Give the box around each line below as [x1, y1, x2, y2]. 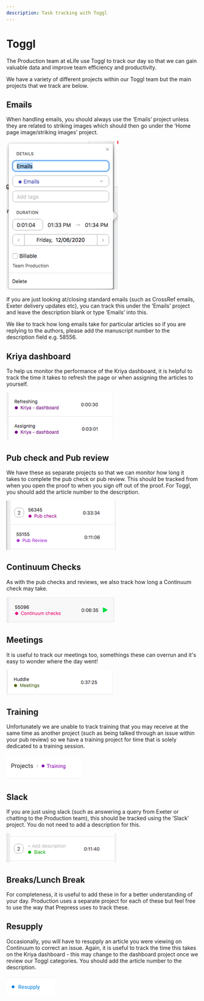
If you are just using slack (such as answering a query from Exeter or [6, 808, 179, 815]
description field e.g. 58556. [6, 333, 77, 341]
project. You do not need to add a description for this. [6, 821, 141, 828]
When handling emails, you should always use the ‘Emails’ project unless [6, 116, 189, 123]
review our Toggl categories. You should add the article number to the [6, 957, 182, 964]
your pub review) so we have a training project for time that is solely [6, 736, 177, 743]
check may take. [6, 585, 47, 592]
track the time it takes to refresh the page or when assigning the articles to [6, 374, 194, 381]
